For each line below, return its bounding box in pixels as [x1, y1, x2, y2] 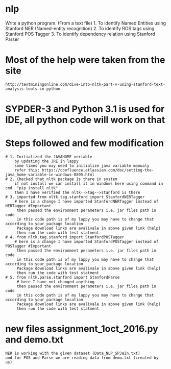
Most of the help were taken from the [5, 54, 165, 66]
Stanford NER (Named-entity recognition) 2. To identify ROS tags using [5, 25, 155, 31]
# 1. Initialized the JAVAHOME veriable [5, 154, 93, 159]
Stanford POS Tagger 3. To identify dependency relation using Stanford [5, 31, 156, 37]
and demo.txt [5, 334, 64, 346]
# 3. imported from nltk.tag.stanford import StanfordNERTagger [5, 194, 145, 200]
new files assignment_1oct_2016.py [5, 323, 158, 335]
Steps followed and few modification [5, 137, 164, 149]
